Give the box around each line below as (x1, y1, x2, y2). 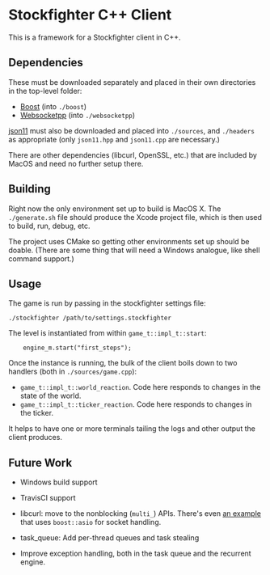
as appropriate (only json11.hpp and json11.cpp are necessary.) (8, 134, 221, 144)
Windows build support (19, 477, 99, 487)
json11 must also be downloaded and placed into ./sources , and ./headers (8, 125, 255, 135)
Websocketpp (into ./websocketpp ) (19, 110, 136, 120)
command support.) (8, 253, 74, 264)
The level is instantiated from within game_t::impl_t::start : (8, 328, 207, 338)
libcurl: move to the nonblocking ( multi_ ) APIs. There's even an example (19, 509, 261, 518)
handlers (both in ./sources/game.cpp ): (8, 366, 137, 377)
